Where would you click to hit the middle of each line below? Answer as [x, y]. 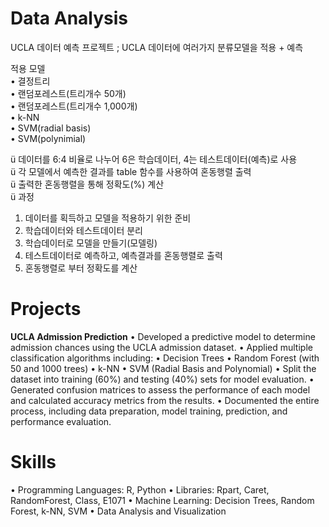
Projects [46, 309]
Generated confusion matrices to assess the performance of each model [160, 389]
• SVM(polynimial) [48, 138]
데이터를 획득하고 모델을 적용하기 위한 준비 [108, 218]
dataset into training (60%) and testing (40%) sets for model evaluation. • [162, 379]
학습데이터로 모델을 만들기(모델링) [91, 243]
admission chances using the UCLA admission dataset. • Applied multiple [161, 347]
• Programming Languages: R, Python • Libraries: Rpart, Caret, [140, 489]
